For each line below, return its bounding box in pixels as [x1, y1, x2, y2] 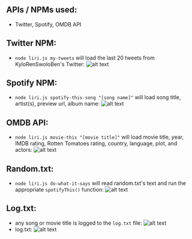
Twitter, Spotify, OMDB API [14, 20, 82, 28]
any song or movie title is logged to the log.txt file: [14, 219, 142, 226]
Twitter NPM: [6, 38, 57, 49]
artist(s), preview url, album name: [14, 100, 100, 107]
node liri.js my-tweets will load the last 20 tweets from [14, 54, 155, 61]
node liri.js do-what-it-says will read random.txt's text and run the [14, 180, 186, 187]
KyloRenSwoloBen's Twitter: [14, 60, 85, 68]
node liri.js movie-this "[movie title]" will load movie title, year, [14, 133, 184, 141]
